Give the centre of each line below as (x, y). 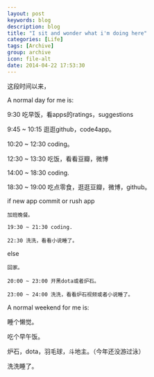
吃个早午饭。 (25, 336)
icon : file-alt (29, 59)
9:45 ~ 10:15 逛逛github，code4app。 (61, 129)
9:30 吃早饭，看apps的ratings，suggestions (70, 114)
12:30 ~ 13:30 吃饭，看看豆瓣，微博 (58, 159)
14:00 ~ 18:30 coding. (38, 173)
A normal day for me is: (41, 100)
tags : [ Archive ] (31, 46)
